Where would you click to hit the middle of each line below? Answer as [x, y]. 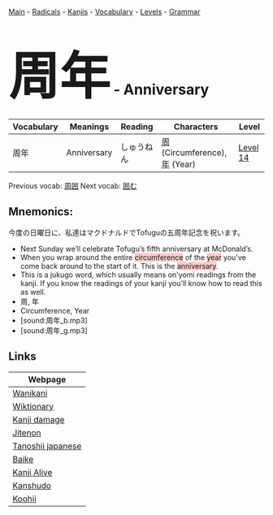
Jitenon [27, 432]
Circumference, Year [55, 310]
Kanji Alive [32, 472]
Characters [196, 127]
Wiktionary [33, 406]
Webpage [47, 379]
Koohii [24, 499]
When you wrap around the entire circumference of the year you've [133, 257]
